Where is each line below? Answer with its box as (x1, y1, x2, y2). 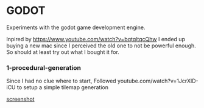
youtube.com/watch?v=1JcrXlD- (118, 77, 199, 85)
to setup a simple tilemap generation (16, 84, 108, 91)
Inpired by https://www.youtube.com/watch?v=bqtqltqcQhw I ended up (6, 35, 186, 42)
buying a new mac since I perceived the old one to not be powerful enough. (6, 42, 196, 49)
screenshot (6, 95, 35, 103)
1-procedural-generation (6, 63, 81, 72)
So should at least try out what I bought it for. (6, 48, 120, 55)
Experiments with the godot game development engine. (6, 24, 146, 31)
